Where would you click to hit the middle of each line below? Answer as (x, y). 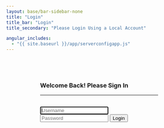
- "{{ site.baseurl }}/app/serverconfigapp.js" (71, 44)
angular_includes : (29, 39)
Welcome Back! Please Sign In (84, 85)
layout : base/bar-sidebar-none (45, 11)
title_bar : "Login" (30, 22)
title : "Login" (25, 17)
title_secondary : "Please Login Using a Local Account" (76, 28)
